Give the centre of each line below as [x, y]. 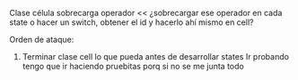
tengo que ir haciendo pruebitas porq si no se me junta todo [133, 66]
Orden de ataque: [42, 40]
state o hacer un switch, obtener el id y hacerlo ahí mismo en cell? [131, 22]
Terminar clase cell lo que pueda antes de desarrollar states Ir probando [156, 56]
